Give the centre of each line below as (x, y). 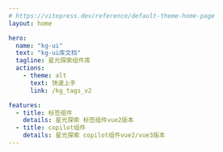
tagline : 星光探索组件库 (53, 61)
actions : (30, 68)
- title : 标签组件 (44, 113)
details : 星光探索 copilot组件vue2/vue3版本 (94, 135)
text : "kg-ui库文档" (48, 53)
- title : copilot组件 (51, 128)
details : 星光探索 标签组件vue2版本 (78, 120)
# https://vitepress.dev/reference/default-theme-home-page (112, 16)
